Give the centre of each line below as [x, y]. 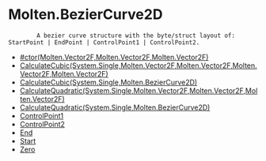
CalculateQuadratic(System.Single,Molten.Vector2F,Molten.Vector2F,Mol [139, 90]
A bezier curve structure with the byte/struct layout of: [136, 36]
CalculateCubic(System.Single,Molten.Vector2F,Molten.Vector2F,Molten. [138, 66]
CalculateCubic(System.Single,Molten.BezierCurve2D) [108, 82]
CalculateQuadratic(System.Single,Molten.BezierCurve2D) [115, 107]
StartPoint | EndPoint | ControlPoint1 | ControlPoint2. [104, 42]
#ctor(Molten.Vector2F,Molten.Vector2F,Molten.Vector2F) [114, 57]
